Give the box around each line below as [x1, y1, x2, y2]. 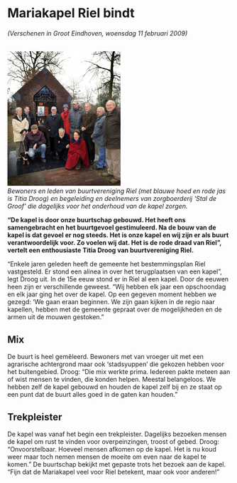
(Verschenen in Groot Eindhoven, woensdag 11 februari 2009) [7, 28, 188, 37]
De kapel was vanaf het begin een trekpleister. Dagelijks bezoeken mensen [7, 430, 227, 439]
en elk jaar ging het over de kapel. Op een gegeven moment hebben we [7, 290, 217, 298]
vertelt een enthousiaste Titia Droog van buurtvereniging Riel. [7, 246, 194, 254]
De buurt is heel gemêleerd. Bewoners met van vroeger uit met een [7, 353, 204, 361]
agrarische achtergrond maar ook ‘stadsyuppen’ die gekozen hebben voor [7, 360, 225, 368]
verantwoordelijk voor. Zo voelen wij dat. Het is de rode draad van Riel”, [7, 239, 222, 247]
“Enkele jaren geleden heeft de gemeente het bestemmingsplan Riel [7, 260, 206, 269]
